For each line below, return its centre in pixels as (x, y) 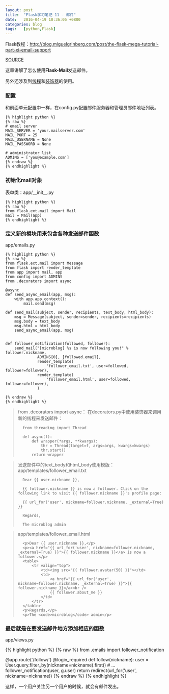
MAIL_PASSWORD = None (28, 144)
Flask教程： (18, 44)
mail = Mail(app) (24, 215)
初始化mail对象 (24, 180)
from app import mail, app (34, 272)
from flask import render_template (43, 268)
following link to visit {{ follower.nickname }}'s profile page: (90, 493)
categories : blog (24, 24)
